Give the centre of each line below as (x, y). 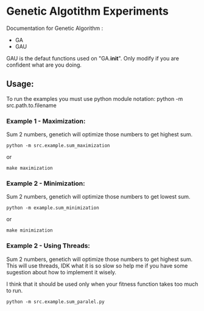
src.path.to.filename (31, 105)
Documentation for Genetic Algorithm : (55, 28)
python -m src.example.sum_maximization (58, 146)
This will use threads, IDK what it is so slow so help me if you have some (97, 265)
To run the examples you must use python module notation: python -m (95, 98)
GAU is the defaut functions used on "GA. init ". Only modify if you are (93, 58)
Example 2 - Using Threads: (48, 246)
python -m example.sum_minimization (53, 208)
